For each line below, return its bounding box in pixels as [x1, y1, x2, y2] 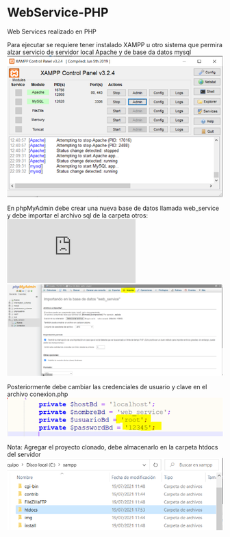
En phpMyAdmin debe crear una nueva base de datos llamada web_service [7, 204, 220, 212]
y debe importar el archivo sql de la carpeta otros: [7, 211, 149, 220]
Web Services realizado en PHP [7, 27, 97, 36]
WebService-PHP [7, 5, 109, 21]
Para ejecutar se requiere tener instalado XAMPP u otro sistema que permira [7, 40, 222, 49]
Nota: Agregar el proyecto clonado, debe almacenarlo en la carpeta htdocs [7, 443, 218, 451]
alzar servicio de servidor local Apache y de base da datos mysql [7, 48, 192, 56]
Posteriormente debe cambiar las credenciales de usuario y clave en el [7, 382, 207, 391]
